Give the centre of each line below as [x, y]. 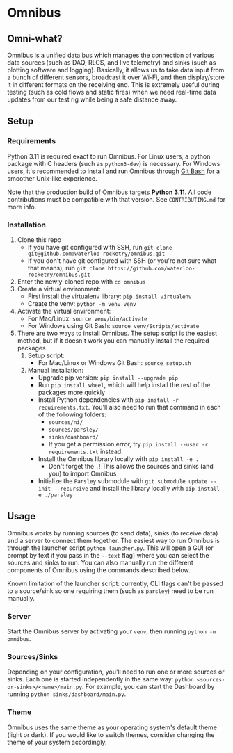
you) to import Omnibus [82, 473]
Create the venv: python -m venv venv [82, 303]
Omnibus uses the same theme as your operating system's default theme [112, 727]
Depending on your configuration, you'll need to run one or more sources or [116, 672]
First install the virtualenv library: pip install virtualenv [110, 296]
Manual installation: [55, 370]
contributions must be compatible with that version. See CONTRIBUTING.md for [116, 199]
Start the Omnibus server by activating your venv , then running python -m [112, 631]
